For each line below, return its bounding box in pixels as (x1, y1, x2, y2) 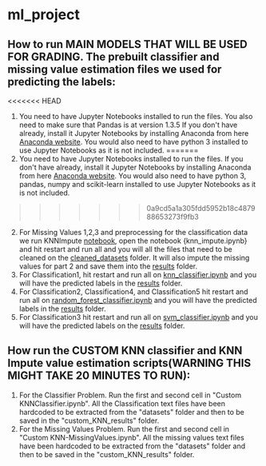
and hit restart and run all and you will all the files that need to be (18, 245, 232, 253)
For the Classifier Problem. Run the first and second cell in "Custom (18, 390, 241, 400)
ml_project (7, 6, 81, 24)
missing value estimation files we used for (7, 62, 222, 76)
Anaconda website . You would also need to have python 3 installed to (18, 137, 248, 146)
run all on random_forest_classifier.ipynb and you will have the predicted (18, 296, 257, 305)
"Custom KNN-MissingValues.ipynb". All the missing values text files (18, 432, 244, 442)
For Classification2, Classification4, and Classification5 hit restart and (18, 287, 248, 297)
